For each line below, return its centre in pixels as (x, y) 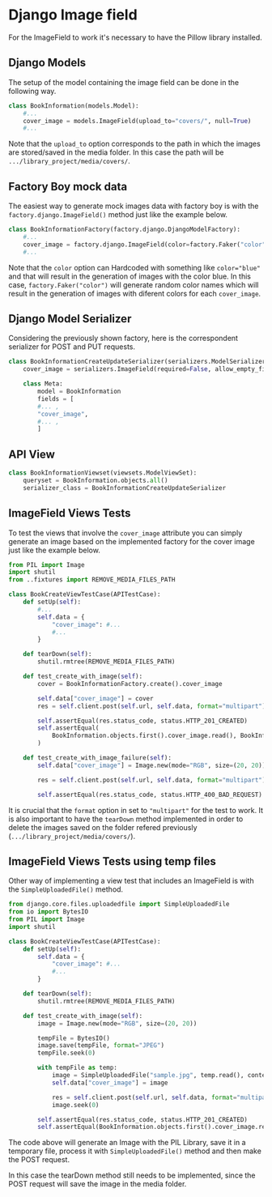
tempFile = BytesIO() (74, 1038)
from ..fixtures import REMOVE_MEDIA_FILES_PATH (92, 580)
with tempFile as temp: (77, 1068)
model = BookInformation (79, 391)
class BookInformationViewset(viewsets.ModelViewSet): (103, 473)
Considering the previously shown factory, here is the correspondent (123, 339)
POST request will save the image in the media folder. (98, 1184)
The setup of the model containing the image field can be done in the (124, 82)
